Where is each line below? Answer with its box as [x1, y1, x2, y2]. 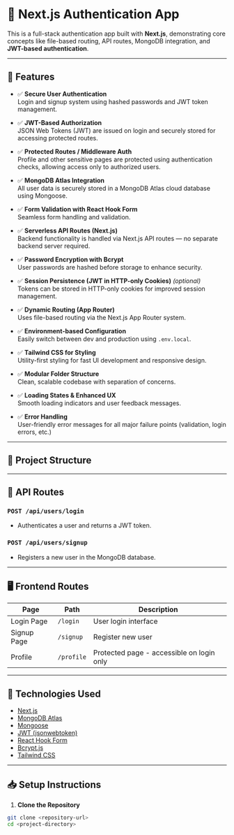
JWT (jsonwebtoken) [17, 729, 78, 737]
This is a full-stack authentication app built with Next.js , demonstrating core [7, 29, 226, 38]
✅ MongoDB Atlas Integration [17, 176, 105, 184]
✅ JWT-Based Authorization [17, 118, 102, 126]
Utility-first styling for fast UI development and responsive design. [17, 356, 207, 364]
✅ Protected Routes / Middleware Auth [17, 147, 132, 156]
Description [138, 604, 178, 614]
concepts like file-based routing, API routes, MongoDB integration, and [7, 36, 210, 45]
